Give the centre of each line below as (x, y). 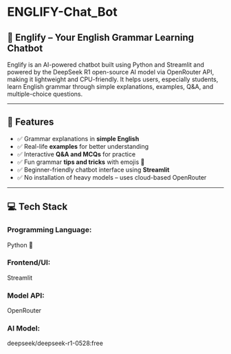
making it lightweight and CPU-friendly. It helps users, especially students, (113, 79)
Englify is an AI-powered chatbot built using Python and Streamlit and (106, 65)
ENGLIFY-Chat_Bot (63, 12)
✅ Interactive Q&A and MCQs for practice (76, 154)
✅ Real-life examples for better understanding (83, 146)
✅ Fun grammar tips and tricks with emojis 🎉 (81, 162)
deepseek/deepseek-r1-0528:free (55, 343)
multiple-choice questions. (45, 94)
